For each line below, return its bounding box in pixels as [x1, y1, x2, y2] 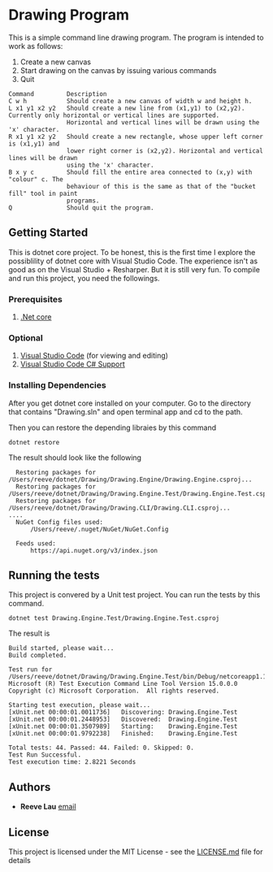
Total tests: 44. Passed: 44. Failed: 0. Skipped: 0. [8, 744, 195, 753]
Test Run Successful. [8, 751, 82, 759]
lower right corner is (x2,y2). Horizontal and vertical [66, 146, 264, 155]
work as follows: [8, 41, 63, 50]
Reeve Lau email [19, 802, 76, 812]
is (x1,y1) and [8, 140, 60, 148]
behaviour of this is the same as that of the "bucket [66, 182, 256, 190]
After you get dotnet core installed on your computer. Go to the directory [8, 398, 252, 408]
